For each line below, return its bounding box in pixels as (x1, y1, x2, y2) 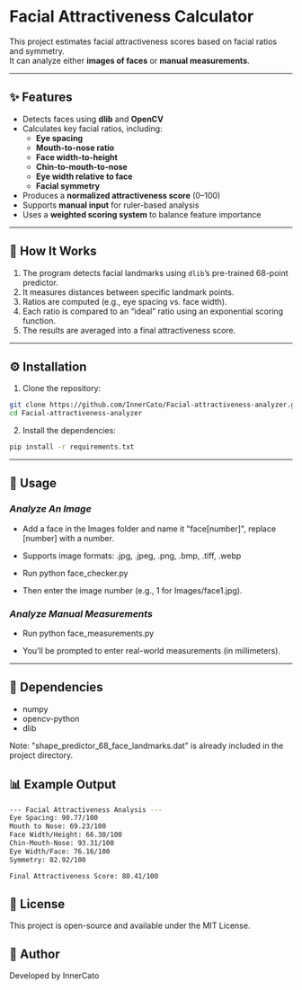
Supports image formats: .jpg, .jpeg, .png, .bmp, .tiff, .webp (22, 550, 242, 561)
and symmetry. (9, 45, 65, 56)
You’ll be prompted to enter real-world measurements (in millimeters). (22, 645, 281, 656)
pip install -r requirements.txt (9, 442, 135, 451)
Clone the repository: (22, 383, 102, 394)
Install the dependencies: (22, 425, 117, 436)
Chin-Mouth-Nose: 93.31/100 (9, 839, 115, 848)
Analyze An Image (9, 503, 92, 515)
